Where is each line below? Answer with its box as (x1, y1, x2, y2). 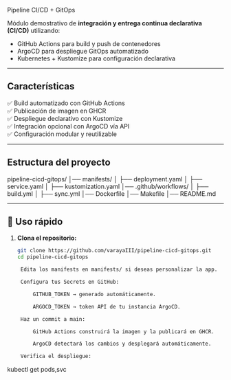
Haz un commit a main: (20, 315, 86, 322)
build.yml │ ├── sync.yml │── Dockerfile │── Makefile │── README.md (7, 189, 217, 198)
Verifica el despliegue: (20, 353, 91, 360)
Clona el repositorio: (16, 234, 77, 243)
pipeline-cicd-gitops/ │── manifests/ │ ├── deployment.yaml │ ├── (7, 175, 203, 183)
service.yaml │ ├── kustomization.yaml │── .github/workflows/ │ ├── (7, 182, 209, 190)
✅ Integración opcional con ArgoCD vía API (7, 122, 130, 130)
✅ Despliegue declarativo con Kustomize (7, 114, 123, 122)
